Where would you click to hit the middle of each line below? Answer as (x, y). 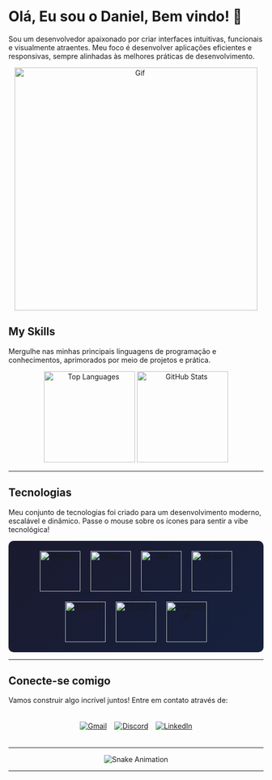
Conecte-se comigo (59, 681)
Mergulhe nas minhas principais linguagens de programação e (113, 351)
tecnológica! (29, 529)
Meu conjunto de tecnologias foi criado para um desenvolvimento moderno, (135, 512)
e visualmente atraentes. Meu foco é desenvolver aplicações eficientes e (130, 47)
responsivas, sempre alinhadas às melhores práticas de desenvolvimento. (132, 56)
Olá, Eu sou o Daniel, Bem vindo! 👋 (125, 17)
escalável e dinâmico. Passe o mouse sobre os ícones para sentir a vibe (128, 521)
